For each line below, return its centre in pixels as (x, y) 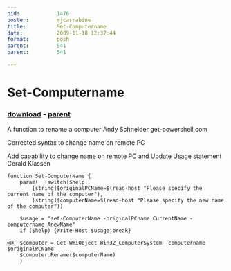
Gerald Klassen (29, 164)
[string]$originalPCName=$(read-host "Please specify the (117, 189)
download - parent (39, 114)
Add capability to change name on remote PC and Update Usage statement (114, 156)
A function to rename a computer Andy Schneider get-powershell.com (108, 130)
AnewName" (62, 225)
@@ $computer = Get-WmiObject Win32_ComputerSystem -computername (107, 243)
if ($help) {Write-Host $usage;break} (75, 231)
